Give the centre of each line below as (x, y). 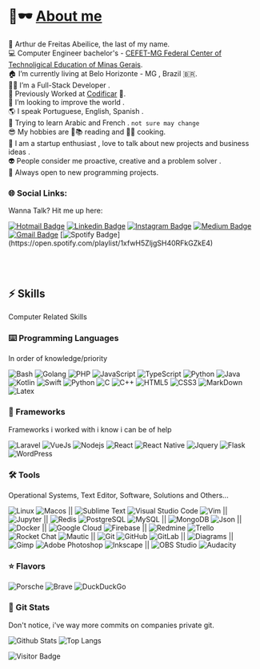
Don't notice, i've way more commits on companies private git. (111, 625)
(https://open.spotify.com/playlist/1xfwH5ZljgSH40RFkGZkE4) (111, 243)
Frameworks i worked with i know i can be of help (90, 429)
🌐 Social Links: (38, 193)
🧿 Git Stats (29, 607)
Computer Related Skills (48, 317)
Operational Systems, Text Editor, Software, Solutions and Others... (119, 495)
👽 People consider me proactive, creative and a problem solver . (115, 160)
